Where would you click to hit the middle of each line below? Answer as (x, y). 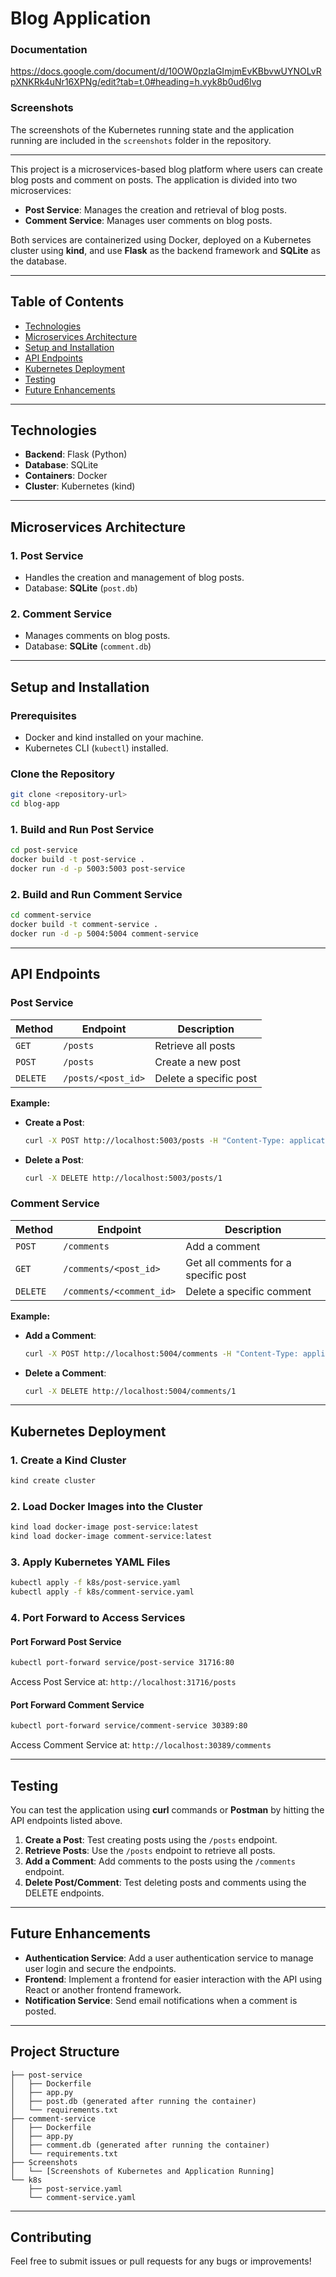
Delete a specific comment (248, 1291)
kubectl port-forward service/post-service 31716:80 (122, 1663)
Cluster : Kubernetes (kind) (80, 486)
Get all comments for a (238, 1262)
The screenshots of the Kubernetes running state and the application (152, 129)
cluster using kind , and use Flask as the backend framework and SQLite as (165, 250)
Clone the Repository (63, 774)
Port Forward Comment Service (77, 1704)
